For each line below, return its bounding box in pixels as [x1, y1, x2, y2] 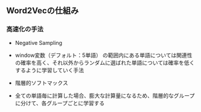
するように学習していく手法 [14, 66, 85, 74]
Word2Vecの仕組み [6, 5, 79, 16]
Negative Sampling [14, 39, 62, 46]
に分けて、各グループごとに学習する [14, 99, 105, 107]
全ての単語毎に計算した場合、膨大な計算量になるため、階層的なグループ [14, 92, 195, 99]
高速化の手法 [6, 25, 44, 34]
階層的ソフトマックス [14, 79, 68, 86]
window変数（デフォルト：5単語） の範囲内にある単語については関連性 [14, 52, 193, 59]
